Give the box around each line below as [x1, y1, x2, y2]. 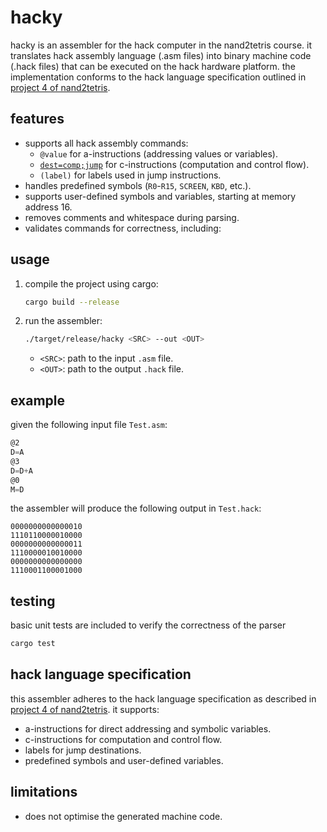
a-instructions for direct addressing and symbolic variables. [24, 722, 272, 735]
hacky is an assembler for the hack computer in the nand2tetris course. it [10, 39, 313, 51]
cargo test [10, 639, 56, 649]
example [10, 392, 66, 409]
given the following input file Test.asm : [10, 419, 168, 431]
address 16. [24, 201, 73, 213]
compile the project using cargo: [24, 277, 159, 290]
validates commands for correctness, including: [24, 222, 222, 234]
